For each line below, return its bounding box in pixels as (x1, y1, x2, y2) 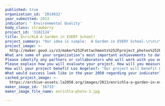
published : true (5, 7, 38, 12)
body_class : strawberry (5, 25, 54, 30)
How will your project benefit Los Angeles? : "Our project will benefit (5, 66, 157, 71)
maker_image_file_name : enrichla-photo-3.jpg (5, 89, 100, 94)
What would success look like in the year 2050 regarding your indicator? (5, 71, 162, 76)
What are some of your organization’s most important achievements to (5, 52, 153, 58)
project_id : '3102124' (5, 30, 52, 35)
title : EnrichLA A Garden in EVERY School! (5, 35, 96, 40)
